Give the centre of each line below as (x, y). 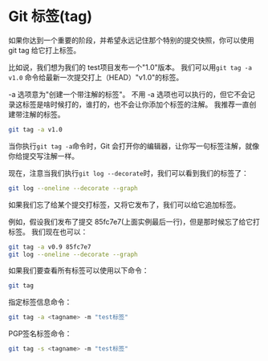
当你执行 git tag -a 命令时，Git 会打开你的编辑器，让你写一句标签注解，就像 (134, 146)
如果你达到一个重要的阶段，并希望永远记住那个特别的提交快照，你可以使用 (131, 40)
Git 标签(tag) (50, 16)
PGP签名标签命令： (40, 334)
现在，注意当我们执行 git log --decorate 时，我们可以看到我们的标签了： (128, 172)
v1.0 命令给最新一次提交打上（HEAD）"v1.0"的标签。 (96, 77)
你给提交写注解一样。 (43, 156)
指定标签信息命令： (40, 302)
